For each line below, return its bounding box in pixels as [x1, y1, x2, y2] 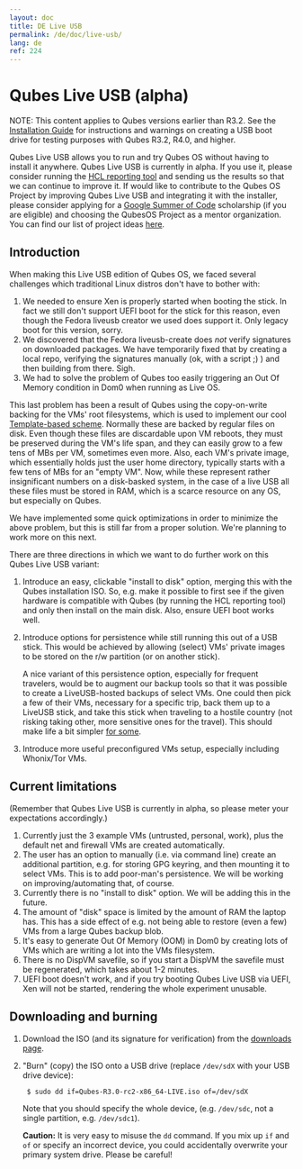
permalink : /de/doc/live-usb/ [9, 30, 123, 39]
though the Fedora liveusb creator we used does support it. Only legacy [22, 314, 289, 325]
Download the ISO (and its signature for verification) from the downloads [22, 1033, 292, 1044]
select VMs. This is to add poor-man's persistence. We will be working [22, 868, 284, 879]
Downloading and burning [9, 1010, 158, 1025]
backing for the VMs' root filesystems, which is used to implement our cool [9, 409, 288, 420]
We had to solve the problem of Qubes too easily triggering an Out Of [22, 372, 280, 383]
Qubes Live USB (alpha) [9, 86, 190, 106]
